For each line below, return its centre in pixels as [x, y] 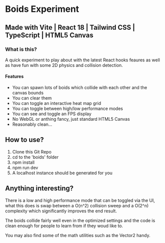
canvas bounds [28, 93]
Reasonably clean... [32, 124]
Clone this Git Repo [32, 151]
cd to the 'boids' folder [35, 157]
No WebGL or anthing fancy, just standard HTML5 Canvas [71, 119]
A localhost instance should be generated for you [62, 173]
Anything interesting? [39, 188]
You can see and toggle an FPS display [52, 114]
